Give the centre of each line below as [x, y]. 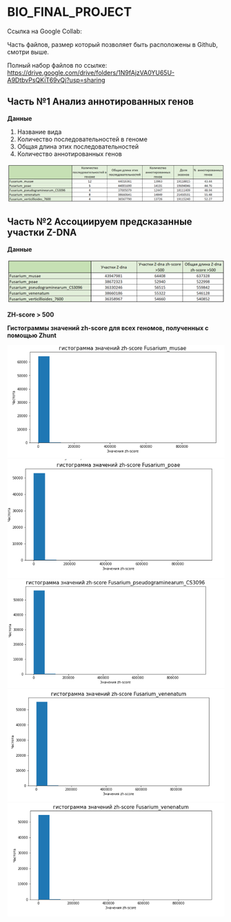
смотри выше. [28, 52]
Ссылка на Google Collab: [45, 31]
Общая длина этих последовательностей [78, 147]
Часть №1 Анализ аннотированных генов [101, 102]
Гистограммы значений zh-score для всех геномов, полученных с [108, 328]
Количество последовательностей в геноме [82, 139]
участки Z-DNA [42, 233]
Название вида [39, 131]
